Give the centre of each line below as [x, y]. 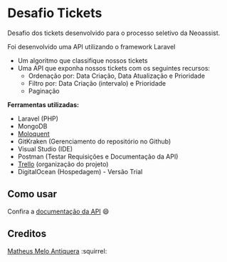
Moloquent [33, 133]
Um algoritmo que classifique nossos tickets [83, 60]
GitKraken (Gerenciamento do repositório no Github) [94, 141]
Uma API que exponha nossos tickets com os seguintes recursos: [114, 68]
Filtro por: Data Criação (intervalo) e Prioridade [97, 83]
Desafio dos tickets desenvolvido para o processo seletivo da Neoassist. [114, 33]
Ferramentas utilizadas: [43, 104]
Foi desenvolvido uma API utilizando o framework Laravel [91, 46]
